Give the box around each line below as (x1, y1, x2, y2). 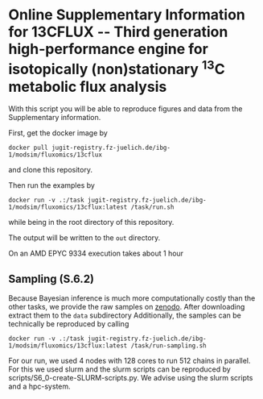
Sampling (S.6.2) (8, 272, 95, 285)
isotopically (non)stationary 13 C (8, 57, 225, 78)
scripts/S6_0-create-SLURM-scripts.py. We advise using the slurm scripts (8, 373, 253, 383)
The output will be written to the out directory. (8, 233, 161, 243)
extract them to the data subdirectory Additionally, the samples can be (8, 310, 241, 320)
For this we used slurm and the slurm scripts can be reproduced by (8, 364, 231, 374)
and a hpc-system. (8, 381, 71, 392)
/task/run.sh (130, 203, 175, 211)
